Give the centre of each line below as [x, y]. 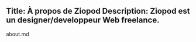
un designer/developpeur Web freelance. [83, 20]
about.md [18, 34]
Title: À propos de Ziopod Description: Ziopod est [98, 11]
